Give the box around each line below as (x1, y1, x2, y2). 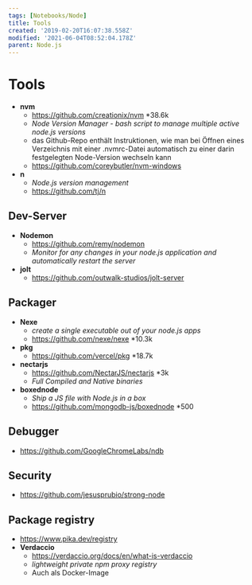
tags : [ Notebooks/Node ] (8, 11, 87, 20)
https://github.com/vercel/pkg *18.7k (31, 351, 153, 361)
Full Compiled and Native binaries (31, 376, 143, 386)
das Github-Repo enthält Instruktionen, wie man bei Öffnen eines (31, 136, 245, 146)
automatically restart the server (31, 255, 136, 265)
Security (8, 469, 52, 482)
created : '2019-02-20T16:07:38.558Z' (8, 26, 134, 34)
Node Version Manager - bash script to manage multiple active (31, 119, 240, 128)
